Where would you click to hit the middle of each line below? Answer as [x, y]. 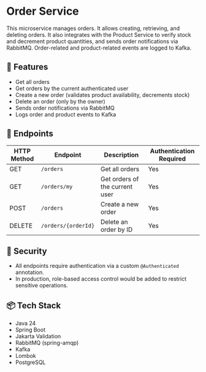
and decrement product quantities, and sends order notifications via [92, 41]
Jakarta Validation [38, 336]
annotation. [29, 272]
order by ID [116, 229]
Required [172, 159]
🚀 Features [27, 67]
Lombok [26, 356]
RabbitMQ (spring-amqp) [47, 343]
